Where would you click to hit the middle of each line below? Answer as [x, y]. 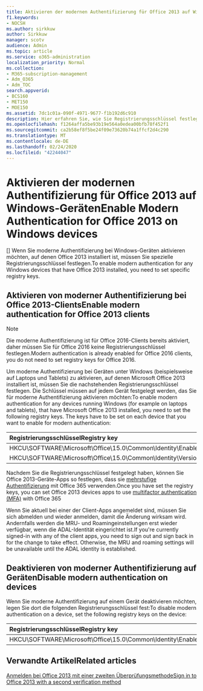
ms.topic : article [29, 51]
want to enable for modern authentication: [59, 423]
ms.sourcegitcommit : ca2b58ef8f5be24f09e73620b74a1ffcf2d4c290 [88, 130]
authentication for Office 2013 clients [78, 314]
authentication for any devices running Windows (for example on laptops [97, 404]
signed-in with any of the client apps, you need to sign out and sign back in [100, 536]
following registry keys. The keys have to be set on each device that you [96, 417]
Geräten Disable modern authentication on [87, 578]
